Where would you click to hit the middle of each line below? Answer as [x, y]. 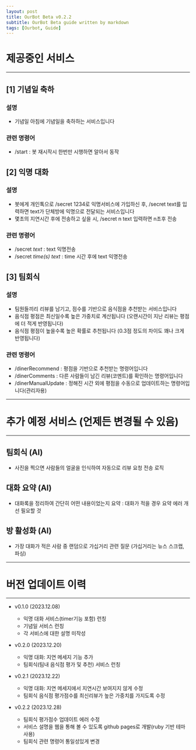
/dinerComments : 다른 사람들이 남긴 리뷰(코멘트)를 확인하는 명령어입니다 [99, 376]
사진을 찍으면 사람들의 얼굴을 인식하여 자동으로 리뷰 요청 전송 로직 [89, 468]
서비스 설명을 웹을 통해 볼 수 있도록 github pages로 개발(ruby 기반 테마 [104, 727]
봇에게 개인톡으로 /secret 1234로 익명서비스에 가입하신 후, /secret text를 [98, 204]
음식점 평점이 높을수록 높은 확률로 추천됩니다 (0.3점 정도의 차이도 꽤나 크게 [99, 330]
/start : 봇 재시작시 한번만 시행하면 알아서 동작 [67, 152]
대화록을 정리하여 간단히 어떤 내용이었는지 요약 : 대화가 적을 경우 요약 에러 [98, 503]
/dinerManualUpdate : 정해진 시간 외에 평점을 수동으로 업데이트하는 [92, 383]
